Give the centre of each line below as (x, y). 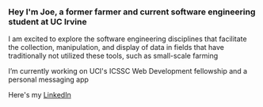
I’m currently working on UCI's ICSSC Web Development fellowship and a (128, 71)
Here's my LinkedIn (40, 95)
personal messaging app (49, 80)
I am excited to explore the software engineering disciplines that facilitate (128, 39)
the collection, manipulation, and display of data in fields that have (116, 48)
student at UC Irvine (48, 21)
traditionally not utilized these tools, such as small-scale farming (113, 56)
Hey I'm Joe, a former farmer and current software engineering (132, 12)
